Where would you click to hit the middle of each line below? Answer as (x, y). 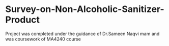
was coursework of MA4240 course (43, 39)
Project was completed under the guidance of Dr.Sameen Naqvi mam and (82, 33)
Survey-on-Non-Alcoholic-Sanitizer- (85, 9)
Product (22, 20)
